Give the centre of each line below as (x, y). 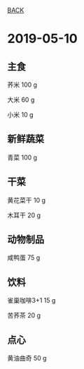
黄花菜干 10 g (26, 200)
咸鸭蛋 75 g (24, 258)
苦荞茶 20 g (24, 315)
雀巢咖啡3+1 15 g (31, 301)
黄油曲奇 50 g (27, 358)
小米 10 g (20, 115)
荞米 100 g (22, 85)
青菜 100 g (22, 157)
